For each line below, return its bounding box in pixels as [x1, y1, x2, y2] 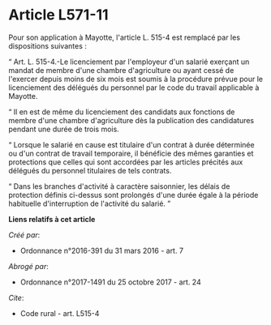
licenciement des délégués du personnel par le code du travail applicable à [8, 83, 260, 92]
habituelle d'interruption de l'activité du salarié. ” [8, 199, 171, 208]
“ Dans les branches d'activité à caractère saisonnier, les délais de [8, 181, 230, 191]
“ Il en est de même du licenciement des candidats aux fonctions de [8, 107, 235, 117]
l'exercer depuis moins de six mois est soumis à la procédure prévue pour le [8, 74, 264, 83]
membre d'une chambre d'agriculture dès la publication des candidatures [8, 115, 255, 125]
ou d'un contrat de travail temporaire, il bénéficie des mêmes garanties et [8, 148, 254, 158]
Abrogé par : [8, 261, 49, 271]
